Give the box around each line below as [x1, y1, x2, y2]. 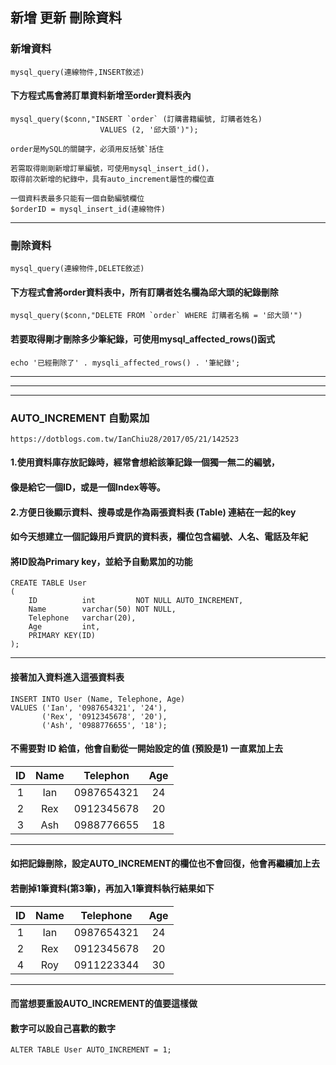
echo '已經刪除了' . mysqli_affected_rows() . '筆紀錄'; [10, 358, 241, 368]
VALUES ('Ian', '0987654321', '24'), [10, 703, 168, 713]
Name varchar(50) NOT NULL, [28, 604, 177, 615]
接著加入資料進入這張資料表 [10, 671, 125, 683]
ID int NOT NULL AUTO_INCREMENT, [28, 596, 244, 606]
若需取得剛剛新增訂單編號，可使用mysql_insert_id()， [10, 163, 213, 173]
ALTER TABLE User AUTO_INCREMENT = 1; [10, 1045, 172, 1055]
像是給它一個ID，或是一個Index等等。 [10, 481, 166, 493]
